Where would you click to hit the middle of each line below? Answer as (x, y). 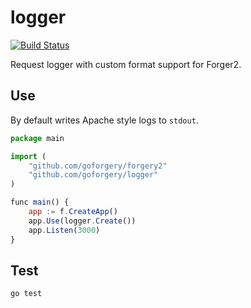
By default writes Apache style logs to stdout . (104, 120)
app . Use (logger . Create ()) (82, 221)
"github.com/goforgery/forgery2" (98, 166)
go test (26, 294)
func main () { (40, 202)
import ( (28, 156)
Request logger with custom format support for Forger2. (126, 64)
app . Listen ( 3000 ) (64, 230)
